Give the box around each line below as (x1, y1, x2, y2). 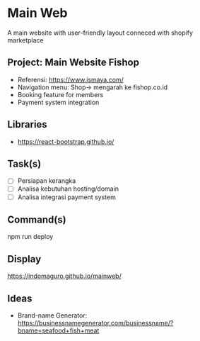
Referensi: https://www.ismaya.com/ (17, 75, 124, 84)
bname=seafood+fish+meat (17, 326, 100, 335)
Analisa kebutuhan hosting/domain (17, 184, 119, 193)
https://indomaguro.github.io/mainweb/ (7, 272, 122, 281)
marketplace (7, 35, 44, 44)
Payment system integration (17, 98, 100, 106)
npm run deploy (7, 233, 54, 241)
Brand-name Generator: (17, 311, 88, 320)
